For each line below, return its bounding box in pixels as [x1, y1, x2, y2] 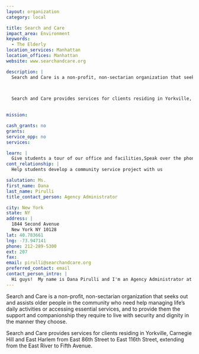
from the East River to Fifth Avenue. [6, 342, 93, 349]
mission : [6, 112, 28, 118]
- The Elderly [11, 42, 46, 48]
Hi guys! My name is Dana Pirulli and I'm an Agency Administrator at [11, 276, 192, 282]
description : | [6, 69, 44, 75]
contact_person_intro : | [6, 271, 68, 277]
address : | [6, 216, 33, 222]
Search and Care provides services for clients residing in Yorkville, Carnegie [6, 329, 192, 336]
